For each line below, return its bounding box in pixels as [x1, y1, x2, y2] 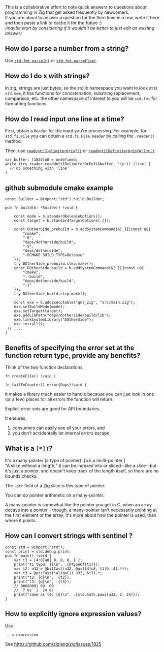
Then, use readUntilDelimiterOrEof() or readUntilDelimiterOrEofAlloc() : [5, 148, 156, 154]
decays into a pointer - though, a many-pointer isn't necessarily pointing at [5, 507, 157, 513]
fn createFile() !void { [5, 374, 56, 379]
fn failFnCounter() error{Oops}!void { [5, 382, 87, 388]
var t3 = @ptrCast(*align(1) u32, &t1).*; [14, 570, 102, 575]
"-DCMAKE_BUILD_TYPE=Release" [23, 253, 85, 258]
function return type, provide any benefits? [5, 351, 141, 360]
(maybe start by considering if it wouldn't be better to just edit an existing [5, 25, 155, 31]
